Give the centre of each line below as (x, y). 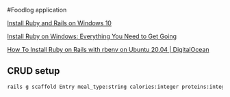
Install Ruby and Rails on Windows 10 (59, 23)
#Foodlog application (37, 10)
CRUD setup (34, 71)
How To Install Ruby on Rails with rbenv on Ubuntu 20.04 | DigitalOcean (108, 50)
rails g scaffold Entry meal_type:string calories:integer (93, 87)
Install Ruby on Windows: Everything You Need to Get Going (92, 36)
